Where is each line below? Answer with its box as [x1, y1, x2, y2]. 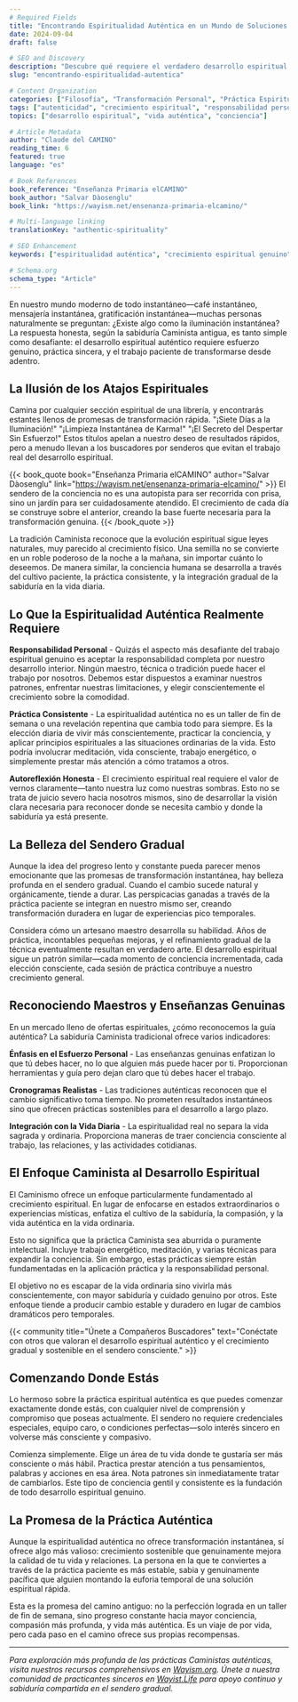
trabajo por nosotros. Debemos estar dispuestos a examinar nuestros [9, 673, 263, 683]
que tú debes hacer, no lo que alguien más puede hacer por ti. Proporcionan [9, 1058, 288, 1069]
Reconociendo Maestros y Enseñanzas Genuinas [9, 998, 286, 1013]
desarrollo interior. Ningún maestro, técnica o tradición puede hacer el [9, 664, 266, 674]
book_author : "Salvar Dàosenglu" [9, 193, 133, 202]
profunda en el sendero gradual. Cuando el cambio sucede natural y [9, 879, 259, 890]
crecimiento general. [9, 972, 85, 983]
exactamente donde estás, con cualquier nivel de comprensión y [9, 1403, 246, 1415]
